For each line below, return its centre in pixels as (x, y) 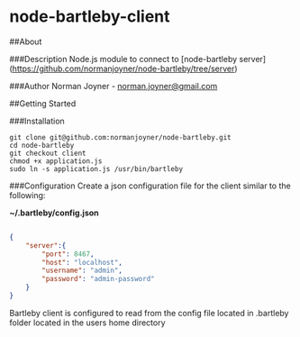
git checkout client (48, 153)
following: (27, 195)
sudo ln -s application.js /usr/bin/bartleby (96, 168)
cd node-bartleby (42, 145)
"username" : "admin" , (82, 271)
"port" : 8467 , (68, 254)
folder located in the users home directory (87, 323)
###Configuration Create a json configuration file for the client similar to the (150, 186)
